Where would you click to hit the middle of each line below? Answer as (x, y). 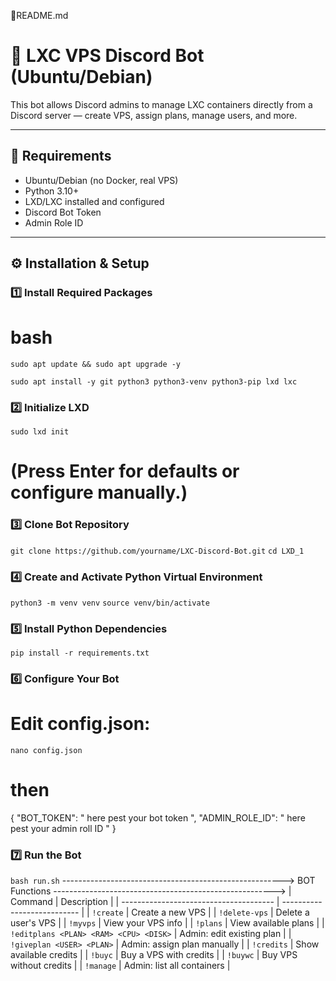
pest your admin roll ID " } (63, 829)
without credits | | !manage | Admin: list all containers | (120, 966)
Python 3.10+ (52, 191)
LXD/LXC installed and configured (94, 201)
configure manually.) (99, 492)
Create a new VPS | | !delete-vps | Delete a (220, 912)
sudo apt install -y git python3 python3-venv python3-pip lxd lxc (154, 382)
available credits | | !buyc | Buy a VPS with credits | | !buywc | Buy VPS (154, 955)
